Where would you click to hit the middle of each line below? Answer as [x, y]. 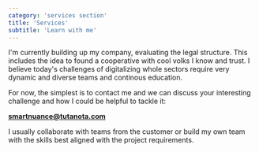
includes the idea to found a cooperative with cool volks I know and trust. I [129, 61]
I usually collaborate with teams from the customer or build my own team [127, 132]
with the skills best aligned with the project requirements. [101, 140]
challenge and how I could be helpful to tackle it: [87, 101]
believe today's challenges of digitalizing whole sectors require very [119, 69]
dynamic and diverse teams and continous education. [96, 78]
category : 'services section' [58, 15]
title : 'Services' [38, 23]
